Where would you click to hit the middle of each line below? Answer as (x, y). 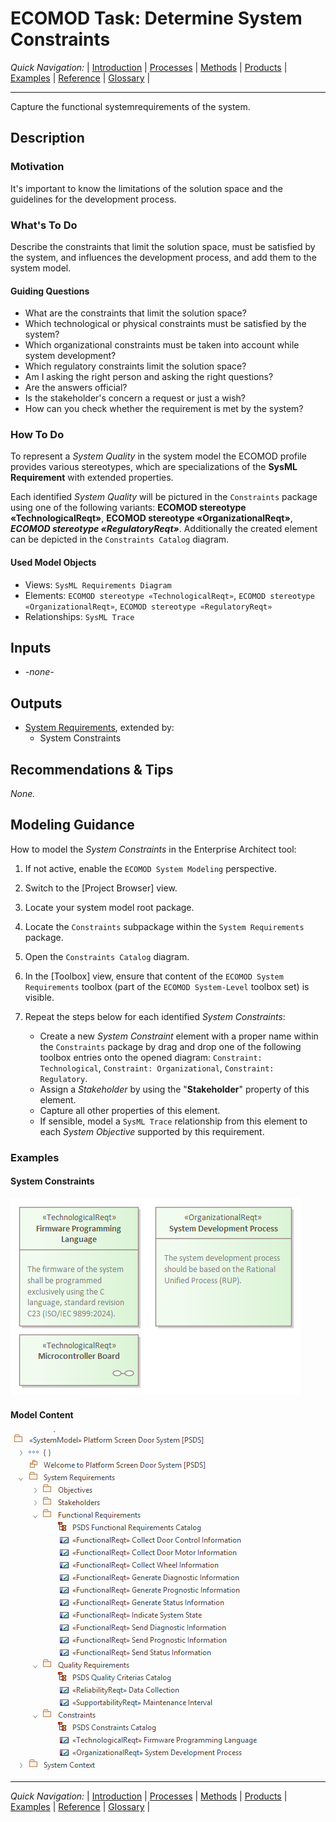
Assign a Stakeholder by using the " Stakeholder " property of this (174, 1089)
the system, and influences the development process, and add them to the (163, 257)
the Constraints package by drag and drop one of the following (170, 1046)
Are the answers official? (76, 388)
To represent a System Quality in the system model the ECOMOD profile (158, 456)
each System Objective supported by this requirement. (152, 1131)
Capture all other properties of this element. (130, 1110)
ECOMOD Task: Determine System (156, 18)
